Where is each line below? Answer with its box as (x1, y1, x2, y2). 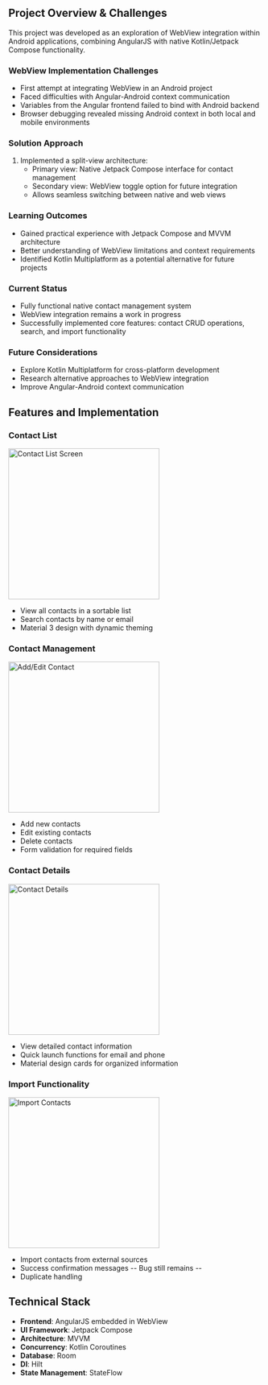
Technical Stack (8, 1295, 91, 1309)
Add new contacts (19, 819, 81, 829)
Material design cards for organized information (19, 1058, 179, 1068)
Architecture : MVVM (19, 1333, 91, 1343)
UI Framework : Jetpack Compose (19, 1325, 133, 1334)
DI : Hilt (19, 1359, 43, 1369)
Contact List (8, 430, 58, 441)
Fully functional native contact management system (19, 301, 192, 311)
